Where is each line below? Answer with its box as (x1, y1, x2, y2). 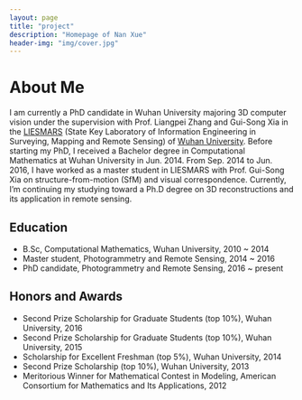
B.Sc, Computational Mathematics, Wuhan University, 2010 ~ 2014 (22, 244, 270, 254)
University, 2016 (22, 322, 83, 333)
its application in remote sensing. (9, 193, 133, 204)
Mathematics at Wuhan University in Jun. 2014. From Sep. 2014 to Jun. (9, 155, 273, 166)
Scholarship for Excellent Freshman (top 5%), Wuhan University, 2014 (22, 351, 282, 362)
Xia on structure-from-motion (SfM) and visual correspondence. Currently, (9, 174, 287, 185)
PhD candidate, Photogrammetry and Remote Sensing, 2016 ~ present (22, 263, 284, 274)
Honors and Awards (9, 289, 124, 304)
